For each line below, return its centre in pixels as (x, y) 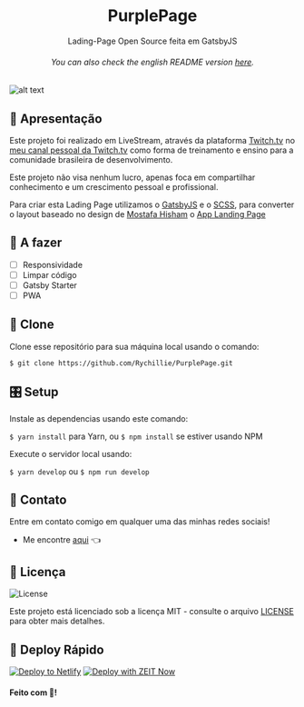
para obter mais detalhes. (57, 621)
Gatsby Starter (49, 285)
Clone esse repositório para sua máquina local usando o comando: (134, 346)
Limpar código (49, 274)
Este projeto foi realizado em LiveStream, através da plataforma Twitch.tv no (152, 140)
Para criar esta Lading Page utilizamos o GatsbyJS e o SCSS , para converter (152, 204)
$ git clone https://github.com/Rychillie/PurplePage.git (121, 363)
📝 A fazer (36, 243)
